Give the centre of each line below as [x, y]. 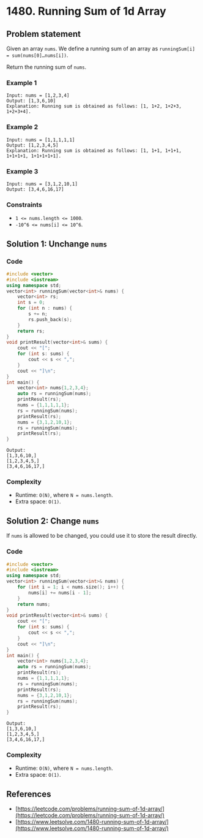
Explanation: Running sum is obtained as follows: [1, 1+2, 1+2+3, [94, 106]
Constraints [24, 205]
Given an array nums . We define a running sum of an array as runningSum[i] [101, 48]
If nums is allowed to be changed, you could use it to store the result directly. [102, 536]
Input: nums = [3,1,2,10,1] [42, 184]
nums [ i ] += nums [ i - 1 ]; [60, 593]
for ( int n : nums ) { [45, 308]
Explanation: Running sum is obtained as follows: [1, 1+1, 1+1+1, [94, 150]
